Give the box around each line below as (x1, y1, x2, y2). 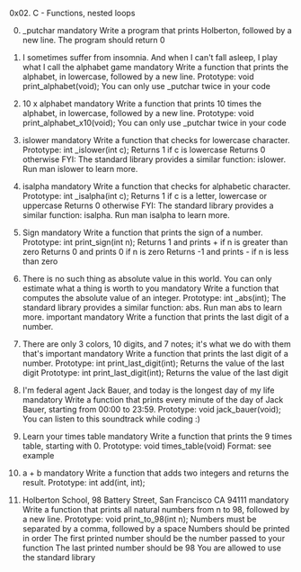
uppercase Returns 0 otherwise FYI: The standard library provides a (22, 200, 274, 211)
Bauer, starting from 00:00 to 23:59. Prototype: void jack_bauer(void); (22, 404, 281, 414)
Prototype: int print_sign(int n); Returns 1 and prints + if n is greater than (22, 237, 288, 247)
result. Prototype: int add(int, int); (22, 477, 146, 487)
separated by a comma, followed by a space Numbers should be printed (22, 523, 290, 534)
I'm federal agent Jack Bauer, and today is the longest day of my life (22, 385, 275, 395)
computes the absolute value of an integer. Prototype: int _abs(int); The (22, 293, 287, 303)
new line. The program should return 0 (22, 35, 165, 45)
